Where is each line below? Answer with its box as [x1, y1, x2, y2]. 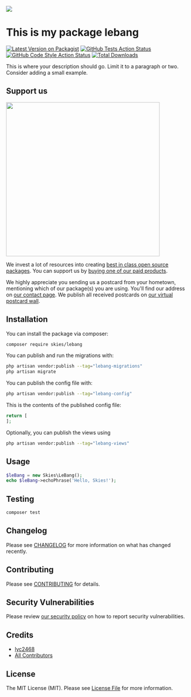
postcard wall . [6, 297, 40, 304]
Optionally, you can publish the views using [6, 429, 111, 436]
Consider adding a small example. [6, 69, 88, 76]
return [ [6, 413, 28, 419]
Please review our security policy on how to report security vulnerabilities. [6, 613, 185, 620]
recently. [6, 548, 28, 555]
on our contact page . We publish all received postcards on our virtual [6, 291, 173, 298]
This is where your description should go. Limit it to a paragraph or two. [6, 62, 179, 70]
